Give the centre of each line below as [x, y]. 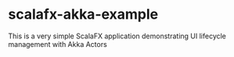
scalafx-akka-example [83, 14]
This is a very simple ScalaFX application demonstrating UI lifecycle [117, 36]
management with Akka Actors [58, 44]
